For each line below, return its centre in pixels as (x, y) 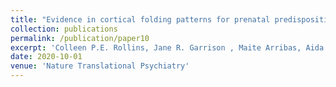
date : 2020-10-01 (46, 57)
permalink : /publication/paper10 (80, 38)
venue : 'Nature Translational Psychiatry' (100, 66)
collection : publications (64, 29)
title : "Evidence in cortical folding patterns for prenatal (140, 19)
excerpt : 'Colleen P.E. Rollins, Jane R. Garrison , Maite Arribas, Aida (167, 47)
